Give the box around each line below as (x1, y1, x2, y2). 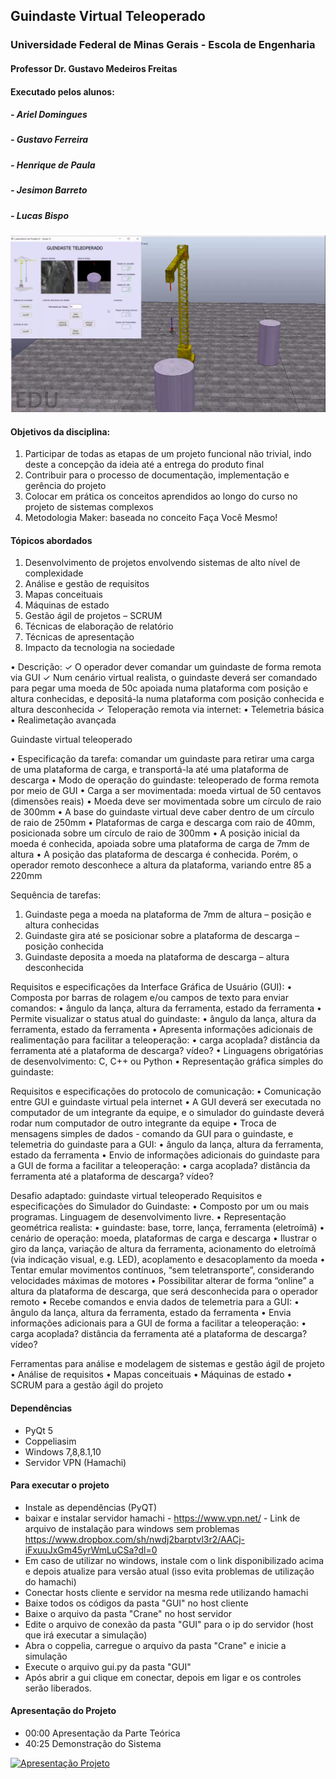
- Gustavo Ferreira (10, 134, 89, 146)
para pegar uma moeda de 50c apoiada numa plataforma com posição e (10, 682, 309, 694)
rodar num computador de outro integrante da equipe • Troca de (10, 1117, 277, 1129)
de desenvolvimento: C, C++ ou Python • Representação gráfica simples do (10, 1055, 324, 1068)
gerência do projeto (24, 480, 107, 492)
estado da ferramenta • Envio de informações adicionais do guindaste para (10, 1149, 320, 1161)
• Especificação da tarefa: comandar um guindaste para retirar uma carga (10, 753, 315, 765)
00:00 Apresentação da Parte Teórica (24, 1727, 181, 1739)
